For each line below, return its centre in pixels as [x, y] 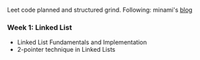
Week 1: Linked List [40, 27]
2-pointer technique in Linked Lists [66, 50]
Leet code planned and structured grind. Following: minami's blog [100, 10]
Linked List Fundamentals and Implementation [82, 42]
